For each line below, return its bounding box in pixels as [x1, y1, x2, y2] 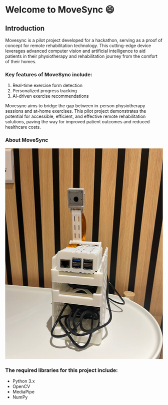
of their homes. [5, 59, 36, 64]
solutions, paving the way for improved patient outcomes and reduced [5, 119, 150, 125]
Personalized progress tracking [12, 88, 77, 94]
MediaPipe [12, 388, 35, 394]
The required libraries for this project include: [5, 366, 118, 373]
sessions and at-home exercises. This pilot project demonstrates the [5, 108, 146, 114]
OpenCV [12, 383, 30, 389]
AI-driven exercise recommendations [12, 93, 89, 99]
